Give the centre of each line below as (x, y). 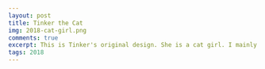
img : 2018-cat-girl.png (48, 30)
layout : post (30, 15)
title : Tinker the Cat (46, 23)
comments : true (33, 38)
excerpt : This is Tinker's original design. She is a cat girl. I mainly (133, 45)
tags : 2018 (26, 52)
